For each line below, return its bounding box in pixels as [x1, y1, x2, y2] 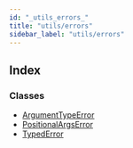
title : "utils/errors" [9, 21, 93, 30]
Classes [9, 89, 45, 102]
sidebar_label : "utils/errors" [9, 29, 125, 38]
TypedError [21, 128, 64, 139]
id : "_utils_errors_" [9, 12, 90, 22]
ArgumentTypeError [21, 110, 95, 120]
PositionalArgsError [21, 119, 94, 130]
